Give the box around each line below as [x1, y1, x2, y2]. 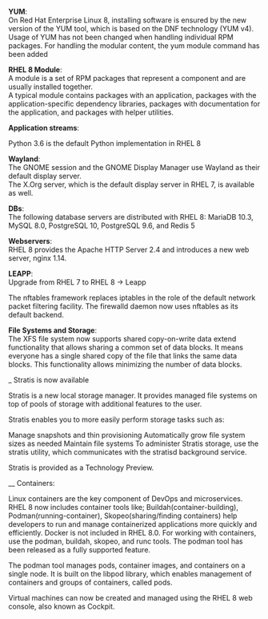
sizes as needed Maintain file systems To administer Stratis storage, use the [8, 439, 259, 448]
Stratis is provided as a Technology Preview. [8, 463, 154, 472]
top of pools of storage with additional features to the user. [8, 399, 202, 408]
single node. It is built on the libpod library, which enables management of [8, 569, 252, 578]
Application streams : [8, 123, 80, 132]
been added [8, 50, 48, 59]
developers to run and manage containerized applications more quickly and [8, 520, 258, 528]
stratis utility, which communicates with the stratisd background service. [8, 447, 247, 456]
